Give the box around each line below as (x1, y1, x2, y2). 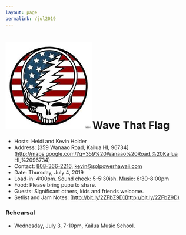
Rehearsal (5, 209, 35, 217)
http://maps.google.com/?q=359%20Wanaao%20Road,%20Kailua (16, 150, 178, 157)
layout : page (5, 9, 38, 15)
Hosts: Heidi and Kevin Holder (14, 138, 87, 145)
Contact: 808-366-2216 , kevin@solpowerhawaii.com (14, 163, 142, 170)
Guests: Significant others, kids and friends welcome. (14, 188, 144, 195)
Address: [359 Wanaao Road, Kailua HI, (14, 144, 110, 151)
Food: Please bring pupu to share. (14, 182, 97, 189)
